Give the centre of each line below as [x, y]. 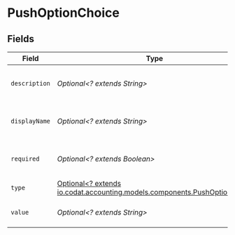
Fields [21, 39]
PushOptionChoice [64, 13]
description [31, 83]
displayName [31, 121]
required [25, 159]
